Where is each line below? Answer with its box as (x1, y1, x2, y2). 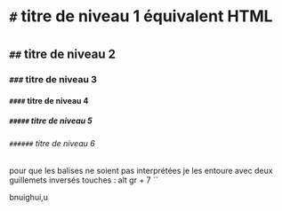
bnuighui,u (9, 192, 49, 203)
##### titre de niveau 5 (9, 115, 93, 126)
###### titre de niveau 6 (9, 137, 95, 148)
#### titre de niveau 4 (9, 95, 89, 105)
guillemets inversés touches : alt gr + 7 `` (9, 175, 158, 185)
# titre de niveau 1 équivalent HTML (9, 6, 273, 27)
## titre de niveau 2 (9, 47, 116, 62)
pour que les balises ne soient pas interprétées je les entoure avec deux (9, 166, 273, 176)
